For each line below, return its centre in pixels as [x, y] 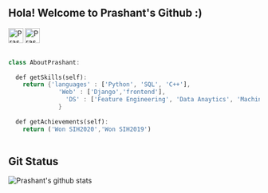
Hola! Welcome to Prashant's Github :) [105, 13]
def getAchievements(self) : [62, 122]
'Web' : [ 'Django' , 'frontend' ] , [112, 92]
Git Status [33, 161]
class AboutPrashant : [44, 62]
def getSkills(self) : [51, 77]
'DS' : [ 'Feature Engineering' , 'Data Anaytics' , [149, 100]
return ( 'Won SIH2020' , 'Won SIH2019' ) [87, 129]
